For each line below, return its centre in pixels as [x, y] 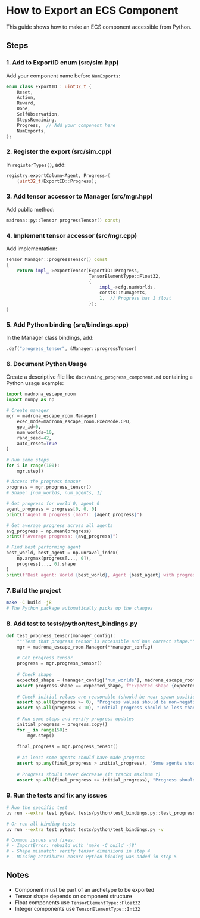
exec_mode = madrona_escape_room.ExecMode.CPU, [74, 421]
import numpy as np [30, 399]
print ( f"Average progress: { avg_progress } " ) [62, 536]
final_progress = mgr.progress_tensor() [68, 747]
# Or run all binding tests [41, 824]
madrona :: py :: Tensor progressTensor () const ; [63, 220]
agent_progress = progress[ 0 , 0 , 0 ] [51, 509]
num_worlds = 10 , [36, 433]
